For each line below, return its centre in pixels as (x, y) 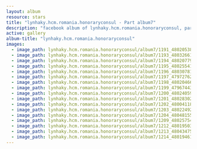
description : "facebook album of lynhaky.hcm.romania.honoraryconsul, (94, 28)
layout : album (23, 11)
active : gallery (26, 33)
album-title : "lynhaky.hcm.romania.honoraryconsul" (70, 39)
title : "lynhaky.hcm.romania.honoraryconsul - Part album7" (81, 22)
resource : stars (26, 17)
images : (16, 45)
